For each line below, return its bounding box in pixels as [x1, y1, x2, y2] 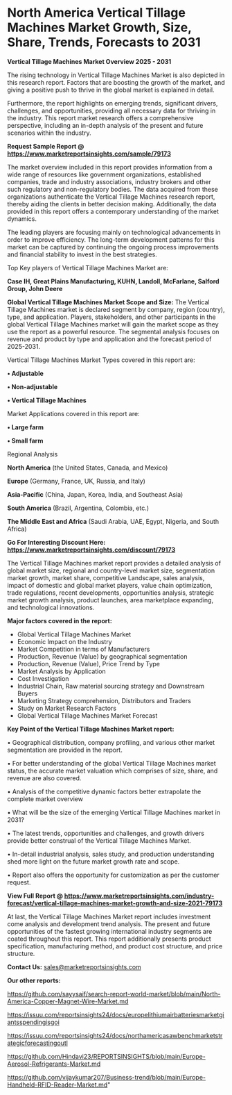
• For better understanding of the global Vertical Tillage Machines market [7, 759, 216, 767]
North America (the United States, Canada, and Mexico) [7, 463, 168, 472]
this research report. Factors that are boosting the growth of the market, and [7, 78, 225, 86]
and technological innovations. [7, 603, 95, 611]
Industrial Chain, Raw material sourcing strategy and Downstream [17, 682, 204, 690]
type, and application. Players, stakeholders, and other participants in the [7, 313, 216, 321]
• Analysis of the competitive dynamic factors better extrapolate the [7, 787, 202, 796]
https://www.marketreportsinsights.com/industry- [64, 891, 215, 900]
